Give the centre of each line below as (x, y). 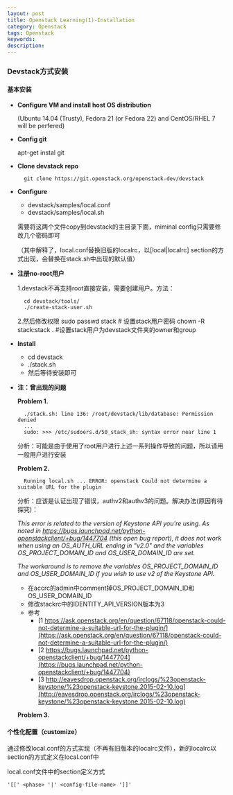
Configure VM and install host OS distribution (84, 105)
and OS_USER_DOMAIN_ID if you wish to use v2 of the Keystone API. (116, 574)
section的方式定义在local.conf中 (53, 757)
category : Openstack (37, 26)
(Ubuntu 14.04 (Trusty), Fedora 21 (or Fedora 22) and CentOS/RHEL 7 (116, 119)
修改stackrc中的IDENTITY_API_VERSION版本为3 (96, 604)
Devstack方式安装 (38, 71)
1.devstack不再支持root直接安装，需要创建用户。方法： (96, 288)
